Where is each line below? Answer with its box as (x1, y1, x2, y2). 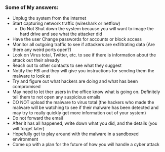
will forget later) (12, 126, 45, 132)
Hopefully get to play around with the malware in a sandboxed (12, 131, 139, 137)
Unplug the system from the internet (12, 15, 86, 21)
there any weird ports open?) (12, 47, 72, 53)
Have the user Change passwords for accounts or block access (12, 36, 142, 42)
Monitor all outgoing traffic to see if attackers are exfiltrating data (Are (12, 42, 155, 48)
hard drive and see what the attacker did (19, 31, 102, 37)
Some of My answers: (5, 4, 59, 11)
